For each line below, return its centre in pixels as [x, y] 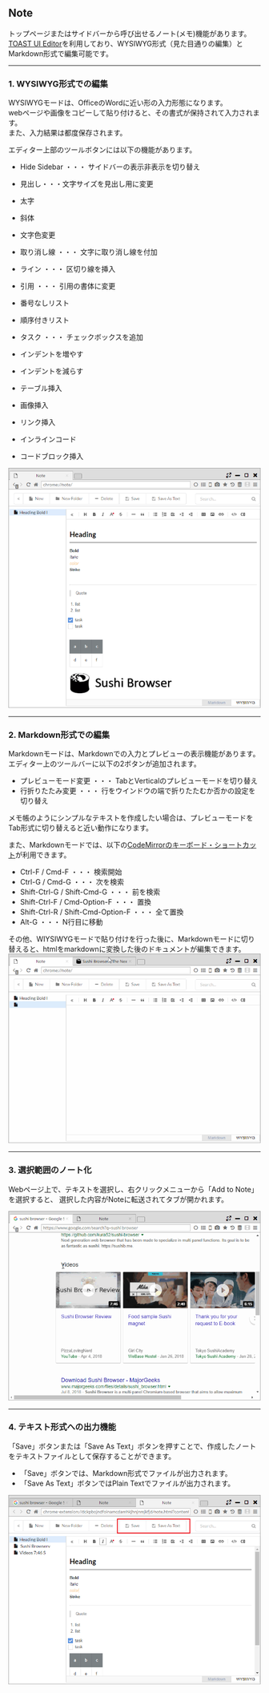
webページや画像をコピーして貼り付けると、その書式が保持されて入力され [131, 113]
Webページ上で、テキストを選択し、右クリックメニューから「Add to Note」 [133, 1189]
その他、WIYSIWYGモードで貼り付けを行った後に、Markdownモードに [125, 939]
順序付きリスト [44, 320]
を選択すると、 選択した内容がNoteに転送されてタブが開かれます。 [118, 1199]
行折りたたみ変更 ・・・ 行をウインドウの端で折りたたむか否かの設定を [138, 791]
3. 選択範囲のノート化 [50, 1171]
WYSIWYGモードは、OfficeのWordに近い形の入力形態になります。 [118, 103]
